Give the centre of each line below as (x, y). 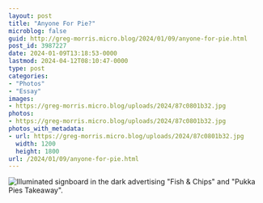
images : (21, 99)
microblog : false (38, 31)
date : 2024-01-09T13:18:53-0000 (63, 53)
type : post (27, 69)
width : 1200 (36, 144)
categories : (28, 76)
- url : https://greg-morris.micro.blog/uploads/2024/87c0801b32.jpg (126, 136)
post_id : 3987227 (38, 46)
